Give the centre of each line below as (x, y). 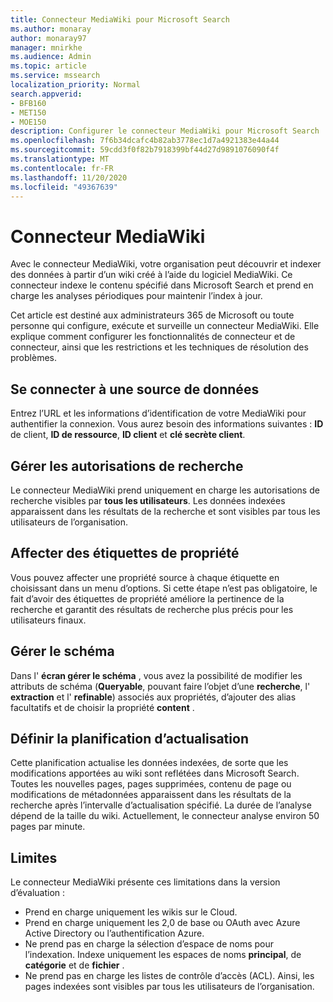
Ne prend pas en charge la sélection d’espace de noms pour (149, 944)
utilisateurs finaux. (48, 620)
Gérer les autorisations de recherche (127, 466)
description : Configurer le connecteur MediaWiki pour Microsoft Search (165, 131)
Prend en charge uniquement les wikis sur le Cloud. (131, 912)
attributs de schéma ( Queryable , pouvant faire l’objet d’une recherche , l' (160, 686)
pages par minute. (48, 827)
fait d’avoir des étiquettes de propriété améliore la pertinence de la (147, 598)
